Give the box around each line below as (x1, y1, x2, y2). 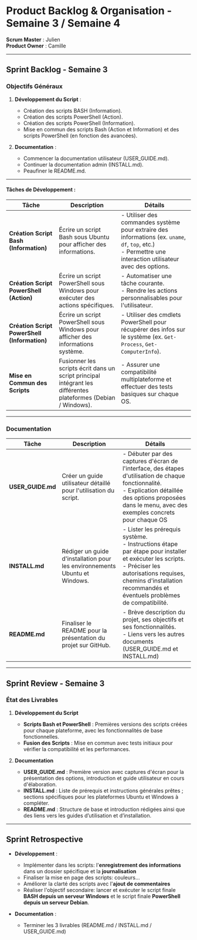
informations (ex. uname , (121, 233, 186, 241)
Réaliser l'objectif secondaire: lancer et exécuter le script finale (23, 886, 176, 893)
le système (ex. (121, 333, 163, 341)
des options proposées (122, 494, 186, 502)
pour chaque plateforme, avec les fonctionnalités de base (23, 726, 163, 734)
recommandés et (122, 584, 169, 592)
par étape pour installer (122, 547, 187, 556)
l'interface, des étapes (122, 465, 185, 473)
